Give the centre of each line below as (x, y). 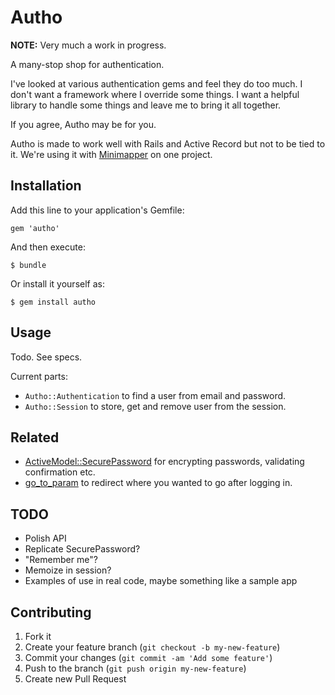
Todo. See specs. (46, 357)
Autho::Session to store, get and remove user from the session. (155, 406)
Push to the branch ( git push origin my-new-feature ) (135, 668)
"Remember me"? (61, 560)
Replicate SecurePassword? (82, 549)
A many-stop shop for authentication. (87, 64)
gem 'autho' (35, 228)
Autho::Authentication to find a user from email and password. (155, 395)
